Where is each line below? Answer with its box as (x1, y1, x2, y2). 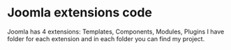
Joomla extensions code (7, 5, 152, 21)
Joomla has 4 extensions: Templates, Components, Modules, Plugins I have (7, 27, 225, 36)
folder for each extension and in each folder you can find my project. (7, 34, 205, 42)
